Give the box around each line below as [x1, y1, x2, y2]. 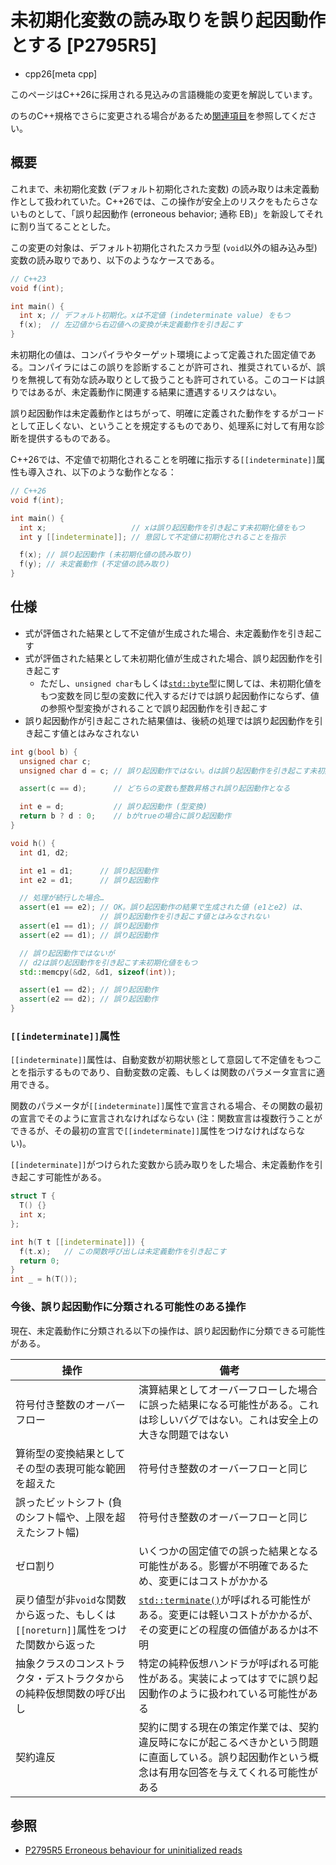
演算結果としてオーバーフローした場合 [138, 1382, 318, 1396]
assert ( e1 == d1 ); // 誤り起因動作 [19, 921, 159, 931]
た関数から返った [15, 1637, 97, 1651]
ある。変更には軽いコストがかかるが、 [138, 1607, 319, 1621]
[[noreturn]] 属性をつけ [15, 1622, 128, 1636]
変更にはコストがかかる [158, 1574, 270, 1588]
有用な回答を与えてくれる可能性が [158, 1765, 318, 1779]
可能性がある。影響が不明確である [138, 1559, 299, 1573]
